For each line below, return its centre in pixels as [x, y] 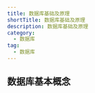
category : [21, 33]
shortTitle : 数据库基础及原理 [46, 20]
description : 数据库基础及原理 [48, 26]
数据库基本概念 [39, 82]
